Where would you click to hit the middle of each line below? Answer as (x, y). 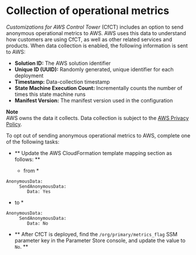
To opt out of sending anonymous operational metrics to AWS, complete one (98, 135)
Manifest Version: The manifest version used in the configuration (94, 100)
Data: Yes (39, 191)
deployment (29, 75)
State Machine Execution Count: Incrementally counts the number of (98, 88)
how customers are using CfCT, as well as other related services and (89, 39)
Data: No (38, 223)
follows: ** (27, 159)
